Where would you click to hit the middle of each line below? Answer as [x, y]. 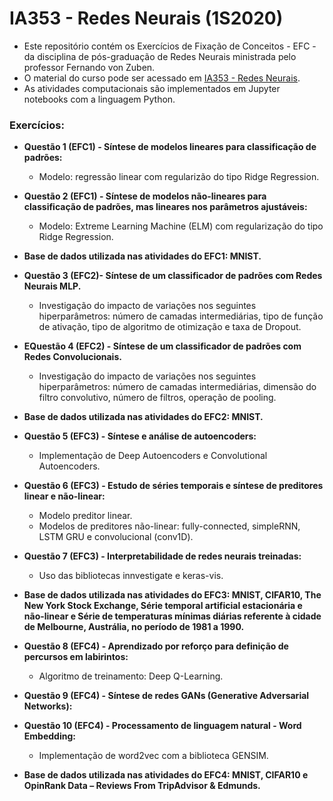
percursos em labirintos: [76, 657]
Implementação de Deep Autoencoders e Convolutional [153, 456]
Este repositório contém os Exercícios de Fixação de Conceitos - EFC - [170, 46]
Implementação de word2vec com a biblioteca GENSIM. [153, 756]
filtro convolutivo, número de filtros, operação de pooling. [157, 398]
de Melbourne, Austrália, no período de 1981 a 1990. [134, 627]
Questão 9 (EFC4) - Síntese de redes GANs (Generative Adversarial [166, 696]
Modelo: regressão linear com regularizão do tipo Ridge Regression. [179, 177]
